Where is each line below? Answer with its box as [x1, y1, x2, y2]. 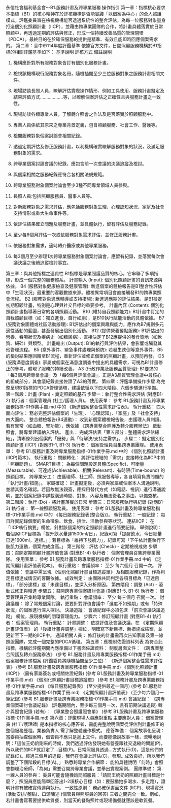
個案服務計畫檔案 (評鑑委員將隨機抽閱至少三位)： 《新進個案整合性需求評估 [6, 658, 163, 664]
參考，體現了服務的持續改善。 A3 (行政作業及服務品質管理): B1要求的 [14, 366, 158, 372]
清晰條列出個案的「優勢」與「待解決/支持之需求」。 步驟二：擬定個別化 [16, 436, 164, 441]
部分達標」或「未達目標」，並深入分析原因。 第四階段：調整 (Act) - [19, 581, 158, 588]
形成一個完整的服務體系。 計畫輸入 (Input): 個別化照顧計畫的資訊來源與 [14, 277, 163, 283]
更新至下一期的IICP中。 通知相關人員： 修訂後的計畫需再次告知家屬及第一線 [6, 632, 164, 638]
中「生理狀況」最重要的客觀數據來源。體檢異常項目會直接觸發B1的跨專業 [6, 289, 157, 296]
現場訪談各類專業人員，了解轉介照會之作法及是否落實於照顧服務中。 [13, 111, 156, 117]
